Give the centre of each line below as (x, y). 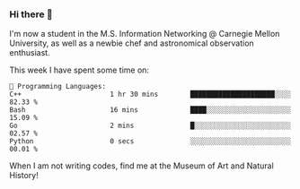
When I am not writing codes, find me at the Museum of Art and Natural (141, 166)
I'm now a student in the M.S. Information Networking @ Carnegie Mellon (145, 34)
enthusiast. (30, 53)
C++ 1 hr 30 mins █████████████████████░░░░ (150, 94)
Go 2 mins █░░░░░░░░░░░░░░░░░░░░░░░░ (150, 126)
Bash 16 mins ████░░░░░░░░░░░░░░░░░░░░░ (150, 110)
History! (24, 176)
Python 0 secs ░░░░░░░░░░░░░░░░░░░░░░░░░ (150, 142)
